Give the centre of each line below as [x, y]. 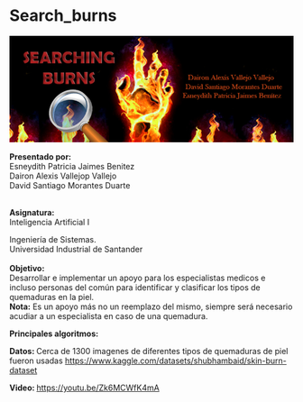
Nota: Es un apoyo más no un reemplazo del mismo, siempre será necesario [151, 306]
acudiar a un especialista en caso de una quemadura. [109, 315]
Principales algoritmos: [54, 333]
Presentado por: [41, 156]
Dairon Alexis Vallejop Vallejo [63, 176]
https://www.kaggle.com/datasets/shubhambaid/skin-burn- [175, 361]
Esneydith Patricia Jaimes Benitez [72, 166]
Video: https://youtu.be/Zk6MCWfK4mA [84, 388]
